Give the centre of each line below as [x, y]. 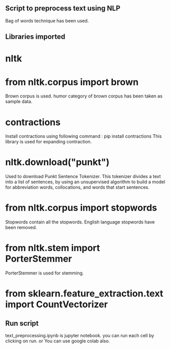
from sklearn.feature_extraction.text [84, 294]
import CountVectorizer [56, 304]
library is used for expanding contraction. [49, 142]
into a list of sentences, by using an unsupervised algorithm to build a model [85, 182]
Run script [22, 323]
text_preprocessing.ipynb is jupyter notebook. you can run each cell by [80, 336]
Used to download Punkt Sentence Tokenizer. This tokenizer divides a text [83, 177]
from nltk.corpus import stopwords [81, 208]
